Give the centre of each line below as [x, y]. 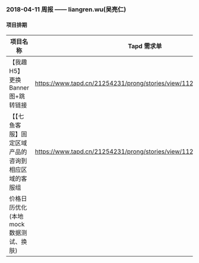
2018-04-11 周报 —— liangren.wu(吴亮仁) [66, 9]
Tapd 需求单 [145, 46]
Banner [19, 88]
